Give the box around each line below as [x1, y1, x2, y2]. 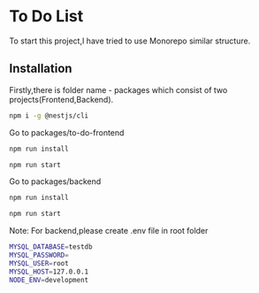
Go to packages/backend [9, 176, 102, 187]
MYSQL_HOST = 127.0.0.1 [9, 267, 89, 276]
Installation [9, 61, 72, 76]
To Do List [9, 6, 84, 27]
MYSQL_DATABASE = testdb [9, 243, 93, 251]
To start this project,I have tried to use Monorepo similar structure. [9, 35, 251, 46]
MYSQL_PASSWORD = [9, 251, 69, 259]
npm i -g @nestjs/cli [9, 111, 89, 120]
